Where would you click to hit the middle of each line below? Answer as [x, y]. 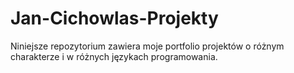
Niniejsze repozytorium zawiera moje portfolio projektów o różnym [147, 46]
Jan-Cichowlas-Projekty [114, 18]
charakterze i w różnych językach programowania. [114, 56]
